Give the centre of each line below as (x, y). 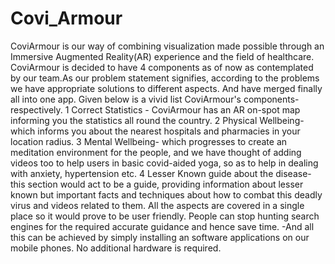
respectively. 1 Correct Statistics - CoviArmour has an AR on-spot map (155, 109)
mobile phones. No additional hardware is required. (116, 248)
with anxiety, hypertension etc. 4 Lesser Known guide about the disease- (161, 173)
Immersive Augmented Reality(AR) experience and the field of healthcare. (162, 56)
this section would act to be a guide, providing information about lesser (157, 184)
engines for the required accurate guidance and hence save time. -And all (162, 226)
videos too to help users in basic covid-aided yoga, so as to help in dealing (164, 163)
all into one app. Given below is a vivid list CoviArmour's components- (155, 99)
